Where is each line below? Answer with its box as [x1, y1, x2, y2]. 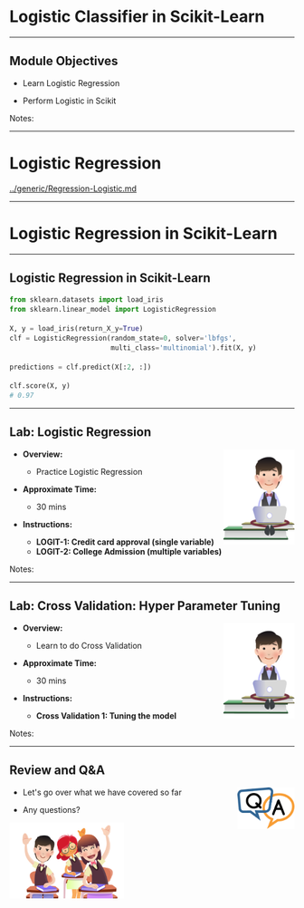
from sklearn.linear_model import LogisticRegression [9, 305, 217, 314]
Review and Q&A [9, 763, 106, 778]
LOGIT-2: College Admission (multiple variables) [35, 546, 223, 556]
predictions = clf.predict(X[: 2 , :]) [9, 362, 152, 372]
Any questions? [22, 804, 81, 815]
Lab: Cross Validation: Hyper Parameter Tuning [9, 598, 280, 613]
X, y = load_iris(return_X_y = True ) [9, 324, 144, 333]
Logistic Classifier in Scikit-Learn [9, 6, 265, 27]
